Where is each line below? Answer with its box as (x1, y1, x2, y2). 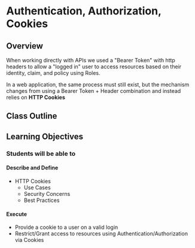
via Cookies (14, 237, 44, 244)
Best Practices (23, 196, 60, 204)
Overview (6, 41, 44, 51)
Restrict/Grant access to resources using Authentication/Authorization (14, 230, 188, 237)
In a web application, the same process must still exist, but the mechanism (6, 81, 190, 88)
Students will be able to (6, 149, 76, 158)
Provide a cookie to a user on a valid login (14, 223, 118, 231)
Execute (6, 210, 27, 217)
